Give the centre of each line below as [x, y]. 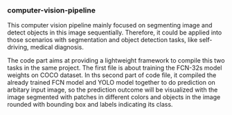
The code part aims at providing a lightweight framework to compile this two [116, 61]
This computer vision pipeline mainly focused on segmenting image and [110, 25]
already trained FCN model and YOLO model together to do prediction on [111, 83]
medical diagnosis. [57, 48]
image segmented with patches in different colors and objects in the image [114, 97]
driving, [18, 48]
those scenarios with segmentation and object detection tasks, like [102, 40]
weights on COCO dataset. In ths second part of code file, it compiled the [112, 75]
